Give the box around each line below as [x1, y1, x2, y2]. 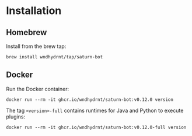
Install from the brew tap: [6, 43, 67, 50]
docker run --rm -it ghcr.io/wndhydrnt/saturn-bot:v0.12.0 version [6, 96, 174, 103]
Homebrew [6, 27, 47, 37]
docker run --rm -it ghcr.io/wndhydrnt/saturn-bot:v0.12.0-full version [6, 124, 187, 130]
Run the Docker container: [6, 85, 69, 92]
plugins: [6, 113, 25, 120]
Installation [6, 4, 62, 18]
